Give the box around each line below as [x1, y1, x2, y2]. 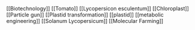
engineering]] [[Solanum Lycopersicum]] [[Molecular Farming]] [6, 18, 164, 24]
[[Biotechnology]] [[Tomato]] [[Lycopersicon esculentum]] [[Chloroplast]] [6, 5, 190, 12]
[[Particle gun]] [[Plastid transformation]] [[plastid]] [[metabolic [6, 11, 164, 18]
